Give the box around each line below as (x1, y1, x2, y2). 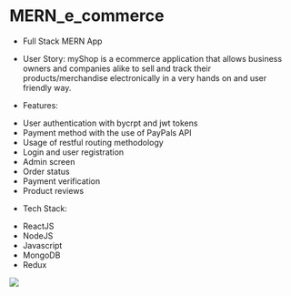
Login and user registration (22, 147, 125, 158)
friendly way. (22, 82, 72, 93)
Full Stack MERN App (22, 36, 103, 46)
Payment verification (22, 175, 101, 187)
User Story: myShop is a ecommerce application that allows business (22, 53, 283, 64)
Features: (22, 99, 59, 110)
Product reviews (22, 185, 85, 196)
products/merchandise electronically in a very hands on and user (22, 72, 266, 83)
